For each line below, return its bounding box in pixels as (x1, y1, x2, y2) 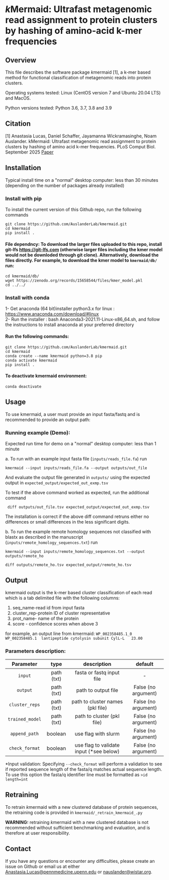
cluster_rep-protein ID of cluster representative (12, 610, 111, 616)
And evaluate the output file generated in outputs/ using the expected (5, 474, 150, 480)
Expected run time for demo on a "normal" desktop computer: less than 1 (5, 440, 157, 446)
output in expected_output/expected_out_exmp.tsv (5, 480, 109, 486)
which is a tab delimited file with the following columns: (5, 595, 120, 601)
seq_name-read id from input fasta (12, 604, 84, 610)
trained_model (8, 716, 42, 722)
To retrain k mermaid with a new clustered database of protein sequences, (5, 804, 158, 810)
